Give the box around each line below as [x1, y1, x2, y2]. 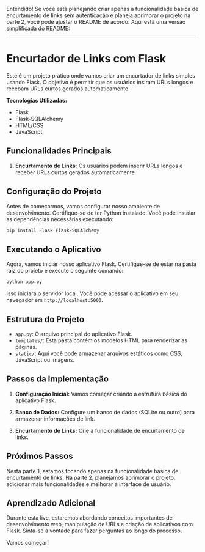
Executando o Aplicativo [6, 244, 101, 254]
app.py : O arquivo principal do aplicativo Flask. [15, 330, 132, 337]
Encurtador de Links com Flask [6, 52, 167, 66]
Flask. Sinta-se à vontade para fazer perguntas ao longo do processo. [6, 527, 182, 534]
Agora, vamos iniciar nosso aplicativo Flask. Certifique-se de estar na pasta [6, 260, 197, 268]
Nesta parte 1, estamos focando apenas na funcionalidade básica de [6, 467, 179, 474]
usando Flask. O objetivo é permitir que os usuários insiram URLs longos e [6, 78, 193, 86]
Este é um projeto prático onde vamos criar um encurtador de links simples [6, 72, 195, 79]
